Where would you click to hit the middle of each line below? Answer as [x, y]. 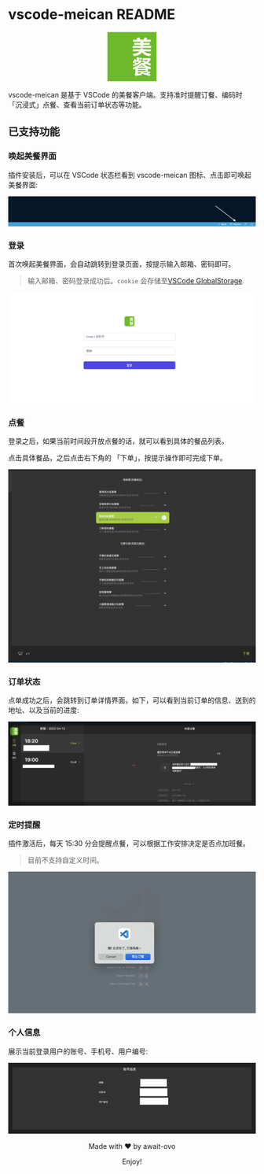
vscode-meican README [92, 15]
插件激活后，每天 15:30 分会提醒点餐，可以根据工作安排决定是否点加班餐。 [129, 844]
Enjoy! [132, 1161]
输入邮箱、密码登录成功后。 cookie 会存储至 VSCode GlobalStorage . [136, 280]
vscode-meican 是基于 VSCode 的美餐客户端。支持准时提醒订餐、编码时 [125, 94]
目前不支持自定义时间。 [65, 860]
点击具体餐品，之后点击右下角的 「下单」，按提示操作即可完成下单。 [117, 458]
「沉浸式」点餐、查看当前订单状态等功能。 [77, 105]
